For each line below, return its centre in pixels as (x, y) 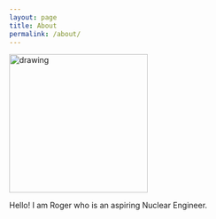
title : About (33, 26)
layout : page (33, 17)
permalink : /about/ (45, 34)
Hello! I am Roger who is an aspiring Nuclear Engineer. (108, 206)
